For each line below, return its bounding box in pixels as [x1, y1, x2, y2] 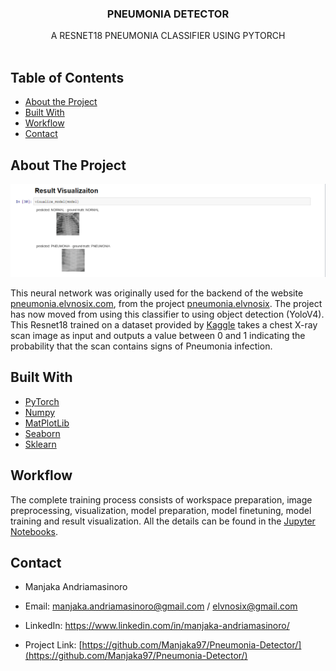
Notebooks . [10, 525, 59, 537]
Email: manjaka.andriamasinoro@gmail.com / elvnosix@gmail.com [24, 600, 298, 612]
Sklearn [24, 438, 57, 450]
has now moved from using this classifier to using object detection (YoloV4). [10, 308, 325, 321]
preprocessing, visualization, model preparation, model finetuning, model [10, 504, 312, 516]
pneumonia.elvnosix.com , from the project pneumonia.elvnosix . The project [10, 298, 323, 310]
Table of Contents [10, 69, 125, 86]
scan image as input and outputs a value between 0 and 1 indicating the [10, 330, 306, 342]
